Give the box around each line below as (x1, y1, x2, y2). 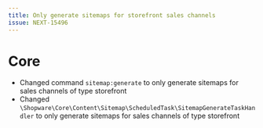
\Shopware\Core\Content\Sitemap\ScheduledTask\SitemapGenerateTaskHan (19, 105, 256, 112)
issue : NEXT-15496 (8, 19, 68, 27)
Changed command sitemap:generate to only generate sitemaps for (19, 78, 239, 87)
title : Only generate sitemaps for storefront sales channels (8, 11, 216, 20)
